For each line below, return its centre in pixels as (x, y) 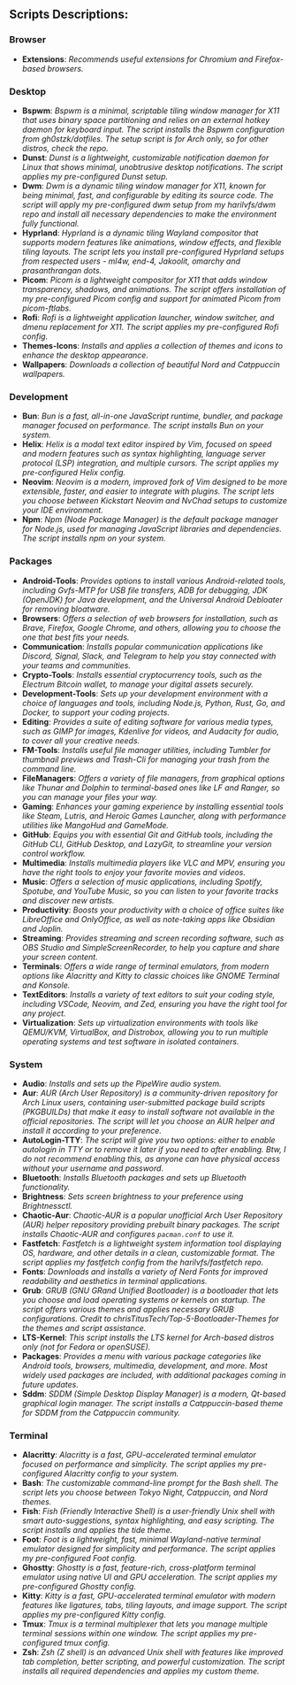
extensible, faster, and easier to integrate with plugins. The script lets (148, 491)
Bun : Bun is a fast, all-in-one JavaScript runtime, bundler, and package (152, 416)
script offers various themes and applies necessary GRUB (128, 1309)
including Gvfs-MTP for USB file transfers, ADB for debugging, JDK (144, 590)
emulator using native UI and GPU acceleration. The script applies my (149, 1577)
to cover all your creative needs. (81, 740)
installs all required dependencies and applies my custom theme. (140, 1671)
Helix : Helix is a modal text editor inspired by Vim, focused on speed (147, 444)
